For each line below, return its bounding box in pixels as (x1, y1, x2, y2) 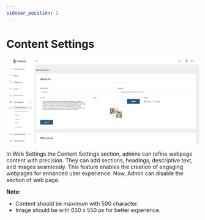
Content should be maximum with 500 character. (15, 200, 139, 208)
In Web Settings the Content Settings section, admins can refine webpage (6, 150, 193, 157)
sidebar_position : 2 (6, 10, 59, 16)
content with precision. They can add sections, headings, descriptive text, (6, 157, 193, 164)
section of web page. (6, 176, 60, 184)
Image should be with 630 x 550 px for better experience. (15, 207, 161, 214)
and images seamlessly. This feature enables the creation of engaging (6, 163, 184, 171)
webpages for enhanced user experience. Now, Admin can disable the (6, 170, 184, 177)
